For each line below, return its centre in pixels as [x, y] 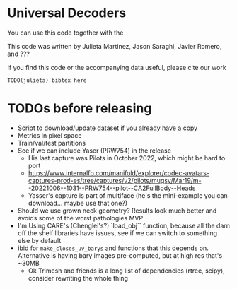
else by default [39, 240]
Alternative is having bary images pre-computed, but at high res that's [120, 255]
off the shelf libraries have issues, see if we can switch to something [117, 233]
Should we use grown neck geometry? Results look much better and [117, 211]
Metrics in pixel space [50, 135]
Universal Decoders [67, 13]
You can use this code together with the [65, 33]
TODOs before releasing [80, 108]
